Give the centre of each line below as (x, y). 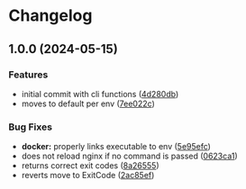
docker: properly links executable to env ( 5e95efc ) (116, 147)
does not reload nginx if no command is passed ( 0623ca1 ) (129, 156)
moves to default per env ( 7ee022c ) (88, 103)
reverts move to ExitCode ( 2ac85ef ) (88, 175)
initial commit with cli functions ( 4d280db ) (100, 94)
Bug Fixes (31, 127)
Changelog (50, 16)
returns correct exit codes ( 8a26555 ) (90, 166)
